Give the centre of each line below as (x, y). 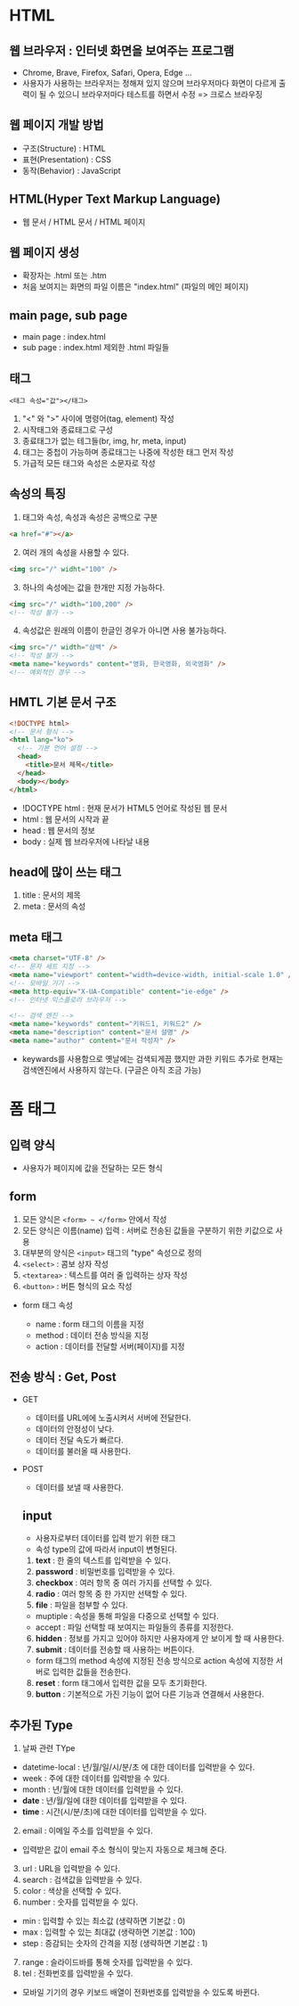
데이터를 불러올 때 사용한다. (83, 1451)
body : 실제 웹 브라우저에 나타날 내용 (86, 841)
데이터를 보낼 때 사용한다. (80, 1487)
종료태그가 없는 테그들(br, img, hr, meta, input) (104, 441)
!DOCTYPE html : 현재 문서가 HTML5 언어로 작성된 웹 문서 (125, 808)
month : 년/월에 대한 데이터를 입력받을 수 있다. (103, 1789)
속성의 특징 (38, 494)
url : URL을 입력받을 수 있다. (71, 1869)
